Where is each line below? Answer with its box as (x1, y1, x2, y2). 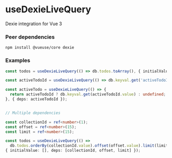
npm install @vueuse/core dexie (5, 45, 74, 50)
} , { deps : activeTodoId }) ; (5, 96, 68, 102)
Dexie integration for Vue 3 (5, 21, 62, 27)
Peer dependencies (5, 33, 55, 41)
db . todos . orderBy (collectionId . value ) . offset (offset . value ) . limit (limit (10, 143, 168, 148)
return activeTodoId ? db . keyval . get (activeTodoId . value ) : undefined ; (10, 92, 166, 97)
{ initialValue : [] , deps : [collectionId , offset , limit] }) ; (5, 148, 141, 153)
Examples (5, 57, 31, 64)
